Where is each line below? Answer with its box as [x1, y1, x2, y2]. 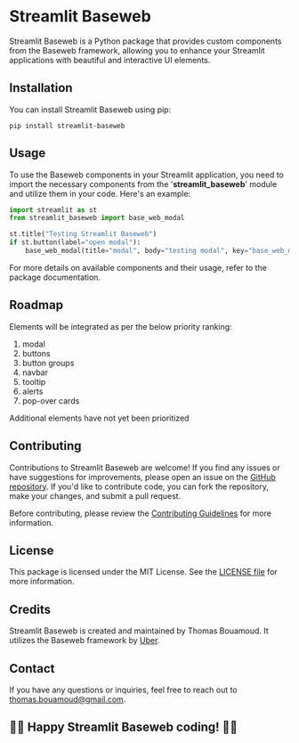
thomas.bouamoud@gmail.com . [9, 694, 126, 705]
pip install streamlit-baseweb [9, 121, 125, 130]
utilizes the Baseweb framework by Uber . [9, 635, 160, 646]
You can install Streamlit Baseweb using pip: [9, 104, 172, 115]
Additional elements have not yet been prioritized [9, 412, 190, 423]
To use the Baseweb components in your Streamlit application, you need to [9, 169, 285, 180]
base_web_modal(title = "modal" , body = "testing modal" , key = [25, 247, 249, 256]
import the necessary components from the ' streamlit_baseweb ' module [9, 178, 278, 189]
